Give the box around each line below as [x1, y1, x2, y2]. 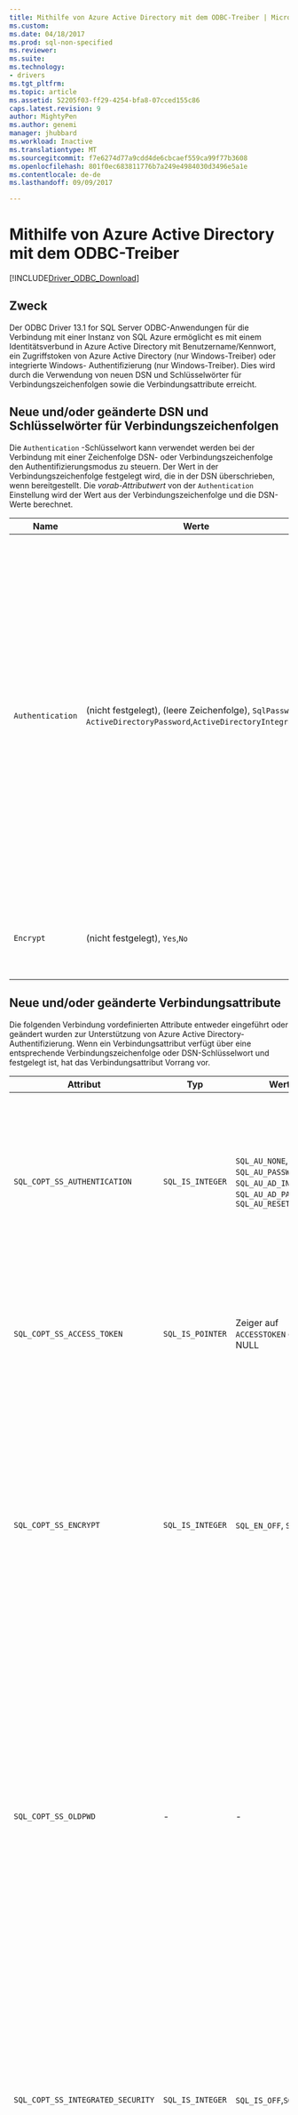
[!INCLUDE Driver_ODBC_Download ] [9, 273, 140, 284]
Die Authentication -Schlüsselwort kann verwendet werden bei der [9, 442, 255, 453]
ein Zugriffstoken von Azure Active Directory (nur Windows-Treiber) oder [9, 350, 277, 361]
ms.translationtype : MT [9, 145, 98, 154]
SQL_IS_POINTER [162, 1329, 228, 1339]
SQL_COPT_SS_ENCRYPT [13, 1520, 100, 1530]
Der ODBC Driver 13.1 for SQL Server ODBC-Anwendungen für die [9, 322, 250, 333]
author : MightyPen [9, 112, 77, 121]
